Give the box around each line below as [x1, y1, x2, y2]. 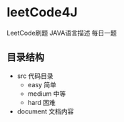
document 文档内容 [16, 107, 74, 116]
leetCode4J [6, 4, 78, 21]
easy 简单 [27, 80, 56, 89]
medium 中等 [27, 89, 66, 98]
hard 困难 [27, 98, 56, 106]
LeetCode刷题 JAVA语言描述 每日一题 [6, 28, 117, 37]
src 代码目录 [16, 72, 54, 80]
